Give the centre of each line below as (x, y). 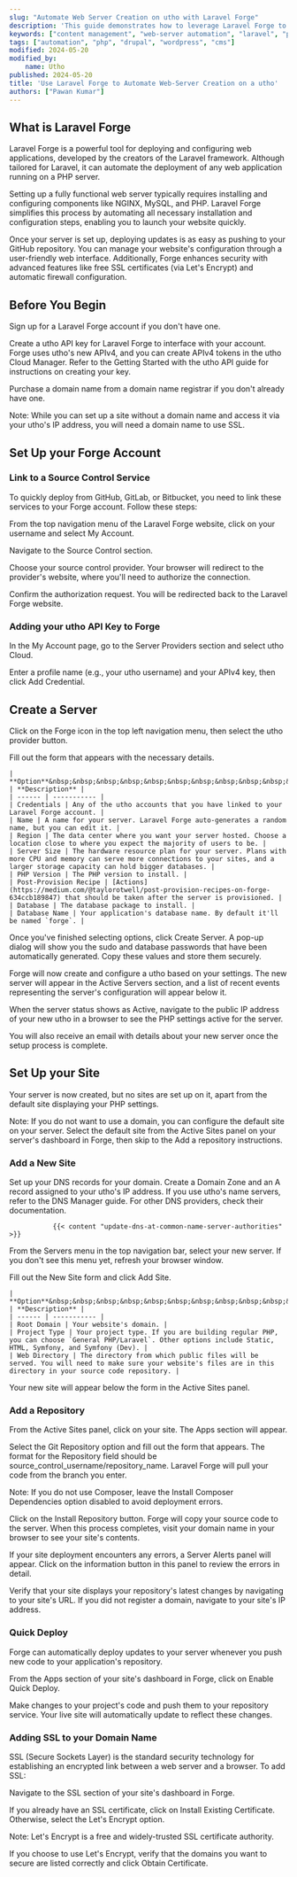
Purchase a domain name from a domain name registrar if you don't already (147, 389)
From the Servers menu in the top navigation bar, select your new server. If (145, 1251)
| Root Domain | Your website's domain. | (88, 1325)
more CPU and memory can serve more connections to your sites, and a (142, 859)
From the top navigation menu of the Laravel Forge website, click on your (142, 524)
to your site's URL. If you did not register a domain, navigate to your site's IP (147, 1601)
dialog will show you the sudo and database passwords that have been (138, 946)
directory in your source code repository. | (94, 1371)
